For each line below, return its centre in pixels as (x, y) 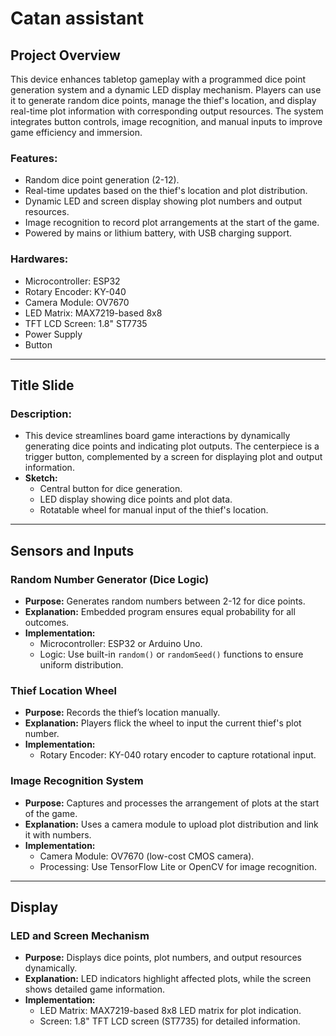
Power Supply (53, 334)
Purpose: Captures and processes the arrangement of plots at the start (172, 803)
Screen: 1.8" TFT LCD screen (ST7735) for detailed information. (170, 1021)
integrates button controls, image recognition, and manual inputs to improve (166, 121)
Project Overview (65, 55)
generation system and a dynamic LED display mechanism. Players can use (166, 90)
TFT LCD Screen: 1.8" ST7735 (86, 323)
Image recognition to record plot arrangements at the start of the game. (172, 223)
